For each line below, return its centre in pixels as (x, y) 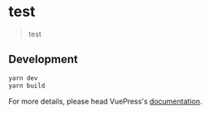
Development (44, 59)
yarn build (27, 86)
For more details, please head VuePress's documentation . (105, 101)
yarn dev (23, 78)
